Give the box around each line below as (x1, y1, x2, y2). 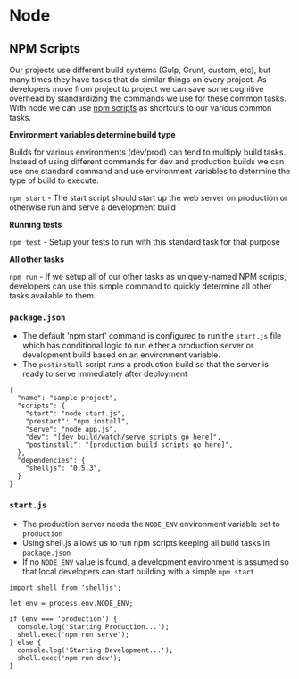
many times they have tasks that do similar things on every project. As (9, 74, 267, 85)
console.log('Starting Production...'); (17, 622, 170, 631)
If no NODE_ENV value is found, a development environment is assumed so (21, 556, 290, 567)
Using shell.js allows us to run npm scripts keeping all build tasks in (21, 537, 270, 548)
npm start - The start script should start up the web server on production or (9, 193, 288, 203)
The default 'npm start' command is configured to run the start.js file (21, 331, 282, 341)
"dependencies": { (17, 457, 87, 465)
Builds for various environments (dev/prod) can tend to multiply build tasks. (9, 147, 287, 157)
